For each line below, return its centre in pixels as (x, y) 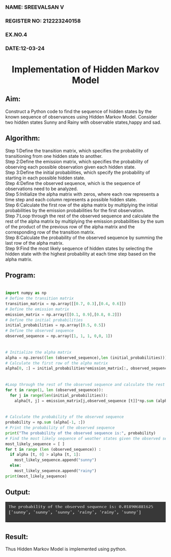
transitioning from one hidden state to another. (54, 156)
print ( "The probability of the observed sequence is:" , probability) (81, 433)
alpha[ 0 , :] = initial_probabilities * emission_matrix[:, (67, 368)
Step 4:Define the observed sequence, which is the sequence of (73, 183)
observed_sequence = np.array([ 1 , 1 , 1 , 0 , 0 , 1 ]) (59, 336)
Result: (17, 537)
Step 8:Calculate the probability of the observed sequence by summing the (84, 237)
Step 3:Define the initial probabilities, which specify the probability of (78, 172)
